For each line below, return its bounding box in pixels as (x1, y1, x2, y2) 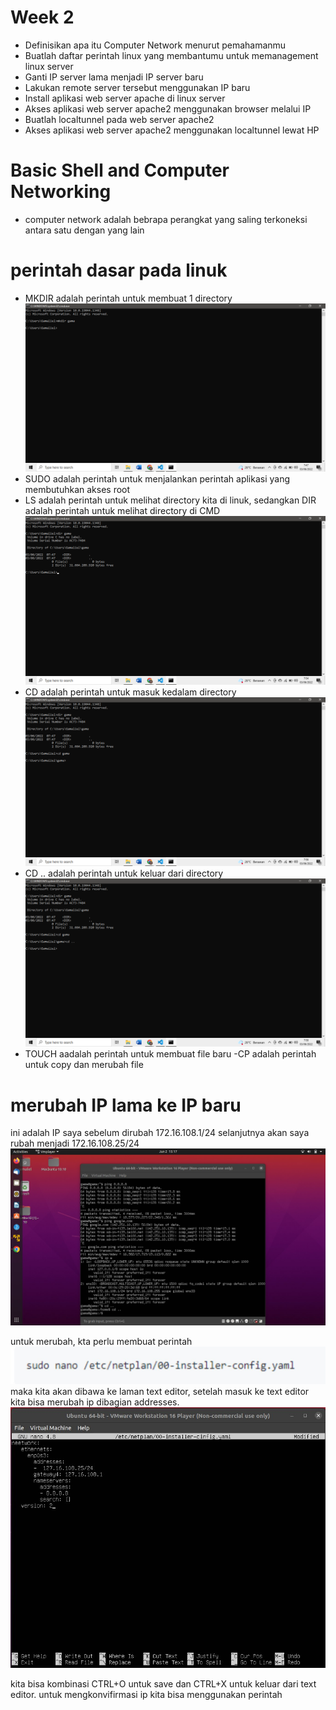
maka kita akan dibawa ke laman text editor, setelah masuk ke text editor (10, 1385, 310, 1397)
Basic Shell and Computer (10, 159, 230, 182)
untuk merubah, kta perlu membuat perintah (10, 1336, 193, 1348)
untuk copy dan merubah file (24, 1059, 144, 1071)
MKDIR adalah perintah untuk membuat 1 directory (24, 292, 233, 304)
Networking (10, 181, 112, 203)
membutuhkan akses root (24, 484, 131, 496)
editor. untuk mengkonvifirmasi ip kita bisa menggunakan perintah (10, 1688, 283, 1700)
